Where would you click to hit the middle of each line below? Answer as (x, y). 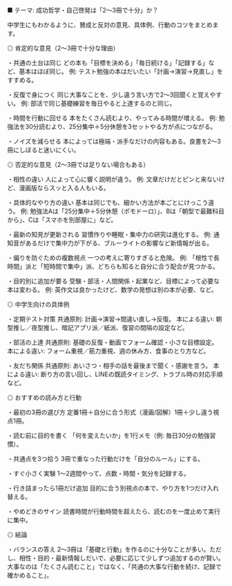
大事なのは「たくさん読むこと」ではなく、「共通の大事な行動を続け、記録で (115, 567)
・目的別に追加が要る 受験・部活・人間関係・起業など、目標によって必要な (114, 281)
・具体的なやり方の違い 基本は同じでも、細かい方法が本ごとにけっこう (108, 203)
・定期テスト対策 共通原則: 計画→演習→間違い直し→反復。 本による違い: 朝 (115, 319)
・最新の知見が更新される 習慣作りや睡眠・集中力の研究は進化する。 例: (109, 234)
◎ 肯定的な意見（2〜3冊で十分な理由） (63, 48)
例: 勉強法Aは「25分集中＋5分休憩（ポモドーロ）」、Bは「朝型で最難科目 (123, 211)
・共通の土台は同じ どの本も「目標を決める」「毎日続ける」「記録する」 (108, 63)
